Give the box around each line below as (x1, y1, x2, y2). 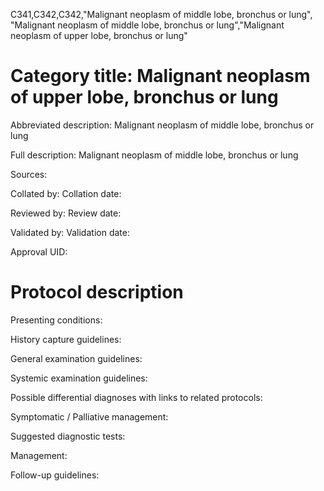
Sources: (10, 168, 48, 180)
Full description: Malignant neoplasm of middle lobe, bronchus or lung (10, 149, 299, 161)
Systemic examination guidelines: (10, 372, 148, 384)
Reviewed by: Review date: (10, 207, 122, 219)
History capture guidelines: (10, 333, 122, 345)
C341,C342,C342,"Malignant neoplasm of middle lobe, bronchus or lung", (10, 9, 313, 20)
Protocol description (10, 281, 184, 304)
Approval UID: (10, 245, 68, 258)
